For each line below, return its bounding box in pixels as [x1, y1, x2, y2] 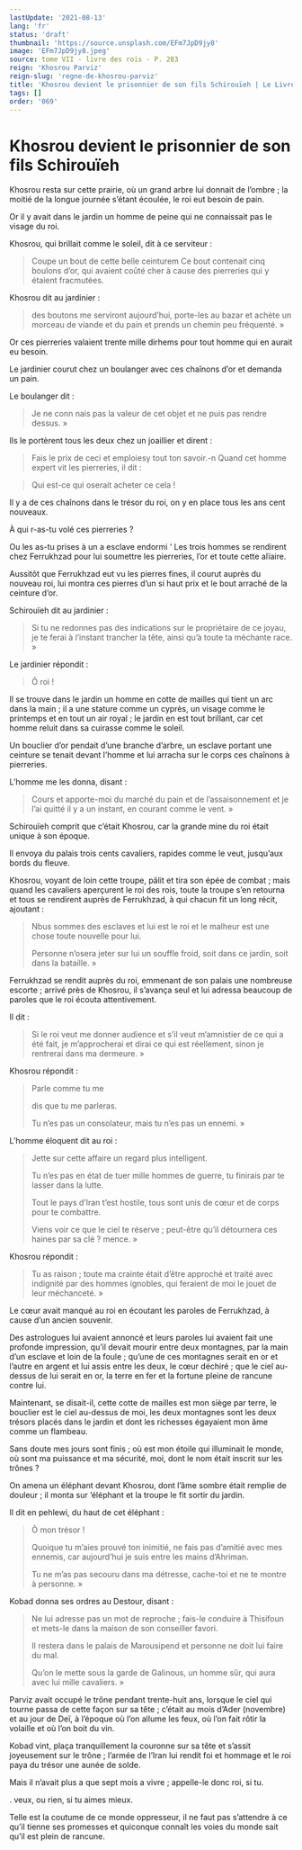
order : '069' [9, 96, 58, 106]
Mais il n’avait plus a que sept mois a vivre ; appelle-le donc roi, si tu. [9, 1777, 264, 1788]
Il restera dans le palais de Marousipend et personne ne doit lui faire [31, 1640, 284, 1651]
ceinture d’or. [9, 588, 58, 598]
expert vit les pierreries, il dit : [31, 462, 142, 473]
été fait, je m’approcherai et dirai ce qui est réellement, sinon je [31, 1038, 265, 1049]
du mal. [31, 1650, 60, 1661]
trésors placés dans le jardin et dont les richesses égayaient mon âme [9, 1416, 268, 1427]
